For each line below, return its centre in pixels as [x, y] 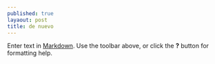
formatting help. [30, 53]
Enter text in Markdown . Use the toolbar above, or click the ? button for [108, 46]
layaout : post [28, 20]
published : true [30, 13]
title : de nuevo [30, 26]
